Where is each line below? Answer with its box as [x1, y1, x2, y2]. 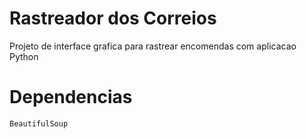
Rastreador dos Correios [9, 7, 217, 30]
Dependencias [9, 86, 133, 109]
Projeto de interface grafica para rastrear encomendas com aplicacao [9, 40, 297, 52]
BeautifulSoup [9, 118, 69, 129]
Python [9, 50, 39, 62]
